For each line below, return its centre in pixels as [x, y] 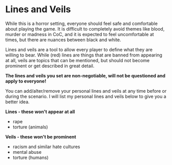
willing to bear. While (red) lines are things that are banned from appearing [84, 55]
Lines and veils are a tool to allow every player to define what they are [79, 49]
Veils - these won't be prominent [41, 136]
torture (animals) [30, 127]
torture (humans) [30, 157]
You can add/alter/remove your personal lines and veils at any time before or [86, 91]
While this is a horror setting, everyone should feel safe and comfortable [81, 23]
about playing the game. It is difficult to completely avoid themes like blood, [85, 29]
